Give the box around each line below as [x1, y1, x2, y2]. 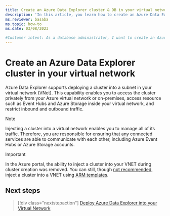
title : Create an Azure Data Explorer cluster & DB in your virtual [5, 7, 153, 13]
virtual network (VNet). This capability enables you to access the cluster [5, 89, 156, 96]
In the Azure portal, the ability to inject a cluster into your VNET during [5, 161, 152, 167]
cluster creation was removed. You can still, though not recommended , [5, 166, 153, 172]
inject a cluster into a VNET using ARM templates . [5, 172, 109, 178]
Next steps [5, 186, 40, 195]
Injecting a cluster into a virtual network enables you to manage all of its [5, 125, 155, 131]
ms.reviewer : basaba [5, 17, 49, 22]
